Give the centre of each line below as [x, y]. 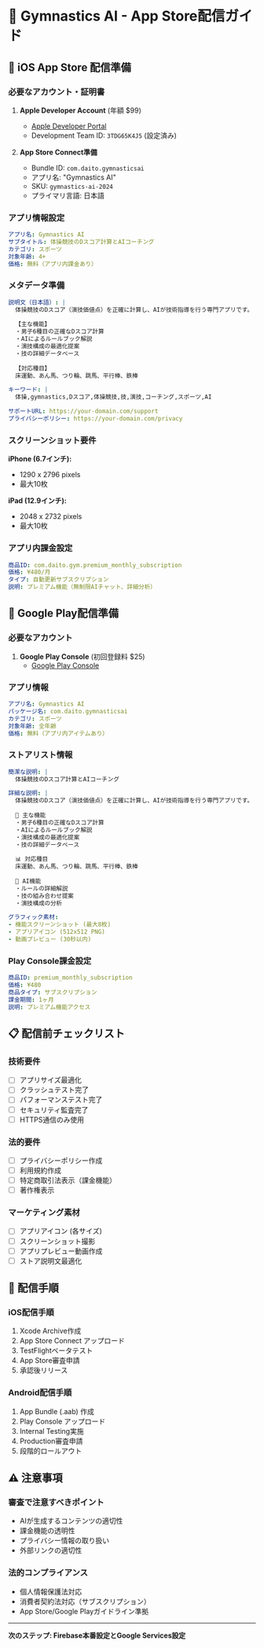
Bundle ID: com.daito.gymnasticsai [88, 168]
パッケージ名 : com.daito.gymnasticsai [68, 711]
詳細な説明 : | [28, 793]
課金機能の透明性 [47, 1531]
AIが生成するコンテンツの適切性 [71, 1521]
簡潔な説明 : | [28, 772]
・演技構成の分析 [39, 903]
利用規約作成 [40, 1170]
